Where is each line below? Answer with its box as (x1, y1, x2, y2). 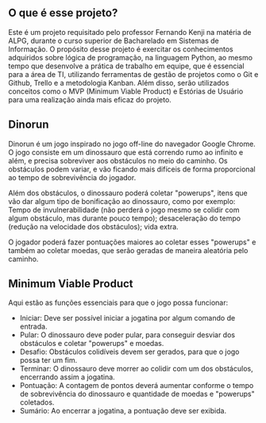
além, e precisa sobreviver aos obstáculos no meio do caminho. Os (8, 156, 228, 165)
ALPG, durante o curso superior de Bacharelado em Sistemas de (8, 36, 220, 45)
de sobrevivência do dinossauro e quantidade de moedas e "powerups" (19, 389, 256, 399)
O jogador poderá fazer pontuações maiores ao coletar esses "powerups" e (8, 237, 256, 247)
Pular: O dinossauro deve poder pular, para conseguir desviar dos (19, 330, 236, 340)
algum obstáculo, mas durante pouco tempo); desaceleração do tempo (8, 213, 241, 223)
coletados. (19, 398, 55, 407)
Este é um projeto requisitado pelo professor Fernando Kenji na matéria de (8, 27, 252, 37)
